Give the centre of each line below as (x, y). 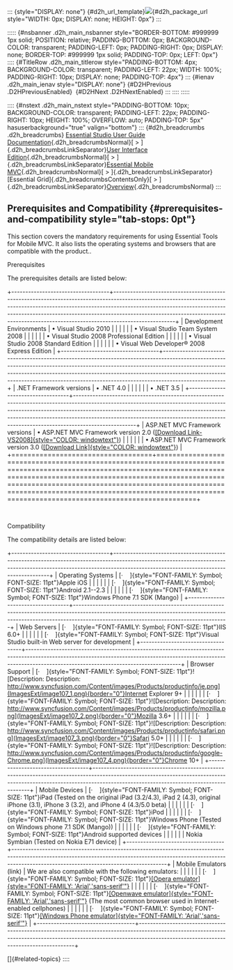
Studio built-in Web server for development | (71, 642)
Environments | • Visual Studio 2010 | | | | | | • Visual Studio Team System (112, 328)
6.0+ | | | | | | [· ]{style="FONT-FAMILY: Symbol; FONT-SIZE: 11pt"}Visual (113, 634)
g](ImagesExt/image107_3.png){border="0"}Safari (78, 738)
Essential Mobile (130, 164)
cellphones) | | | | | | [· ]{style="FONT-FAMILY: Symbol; (112, 908)
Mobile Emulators (201, 863)
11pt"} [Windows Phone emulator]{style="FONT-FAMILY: (103, 916)
